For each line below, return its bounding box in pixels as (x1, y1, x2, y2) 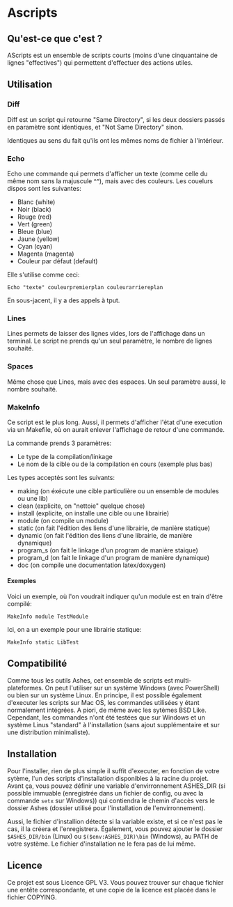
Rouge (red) (17, 212, 52, 221)
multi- (175, 676, 192, 684)
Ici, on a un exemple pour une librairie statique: (7, 626, 142, 634)
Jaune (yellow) (17, 235, 61, 243)
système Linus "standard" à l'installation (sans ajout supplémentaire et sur (7, 720, 220, 729)
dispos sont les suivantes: (7, 184, 82, 192)
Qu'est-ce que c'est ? (7, 33, 103, 45)
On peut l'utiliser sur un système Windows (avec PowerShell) (45, 683, 220, 692)
